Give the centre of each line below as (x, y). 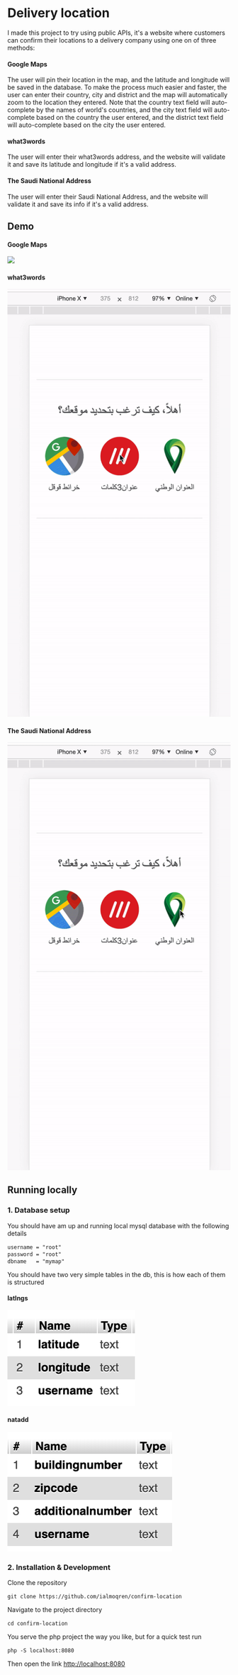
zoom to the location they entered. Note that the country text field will (109, 102)
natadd (18, 1420)
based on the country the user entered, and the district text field (130, 118)
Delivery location (58, 13)
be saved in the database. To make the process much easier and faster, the (117, 87)
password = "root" (34, 1254)
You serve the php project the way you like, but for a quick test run (104, 1637)
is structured (26, 1282)
